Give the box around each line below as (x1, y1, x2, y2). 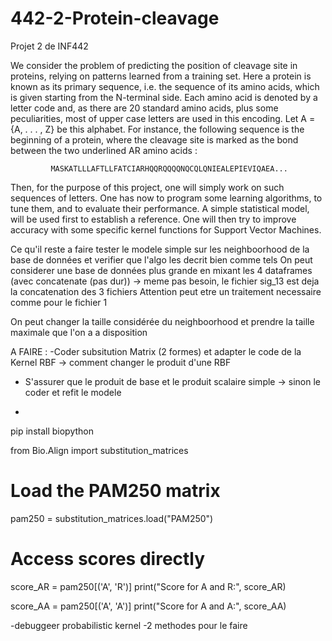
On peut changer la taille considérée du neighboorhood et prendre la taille (10, 315, 315, 327)
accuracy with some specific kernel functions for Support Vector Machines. (10, 223, 322, 236)
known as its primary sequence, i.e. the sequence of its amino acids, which (10, 80, 320, 92)
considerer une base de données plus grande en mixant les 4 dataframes (10, 264, 313, 276)
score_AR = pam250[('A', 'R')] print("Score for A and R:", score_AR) (10, 580, 287, 592)
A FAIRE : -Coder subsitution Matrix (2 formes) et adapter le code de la (10, 345, 302, 357)
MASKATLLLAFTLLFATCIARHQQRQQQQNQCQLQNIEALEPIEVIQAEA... (50, 163, 288, 174)
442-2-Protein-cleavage (10, 7, 220, 30)
